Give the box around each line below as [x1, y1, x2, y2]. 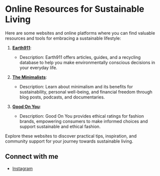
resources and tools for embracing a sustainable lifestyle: [5, 35, 121, 41]
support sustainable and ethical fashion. [19, 124, 101, 129]
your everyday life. [19, 65, 57, 71]
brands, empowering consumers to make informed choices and [19, 118, 148, 124]
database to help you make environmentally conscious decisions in [19, 59, 156, 65]
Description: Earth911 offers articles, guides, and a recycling [19, 54, 141, 60]
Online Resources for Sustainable [5, 3, 145, 15]
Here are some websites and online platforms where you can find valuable [5, 30, 156, 36]
